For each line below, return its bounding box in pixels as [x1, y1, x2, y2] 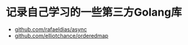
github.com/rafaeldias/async [14, 25, 87, 33]
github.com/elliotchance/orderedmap [14, 32, 109, 39]
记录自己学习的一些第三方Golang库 [5, 5, 183, 19]
